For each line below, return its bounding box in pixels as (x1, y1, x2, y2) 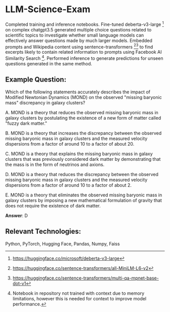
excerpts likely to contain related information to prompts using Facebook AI (5, 49, 162, 55)
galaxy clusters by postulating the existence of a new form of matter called (5, 115, 161, 121)
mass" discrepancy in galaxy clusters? (5, 99, 86, 106)
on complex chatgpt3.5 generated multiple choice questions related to (5, 26, 152, 32)
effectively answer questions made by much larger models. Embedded (5, 37, 153, 44)
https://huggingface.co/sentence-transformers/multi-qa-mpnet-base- (12, 275, 159, 281)
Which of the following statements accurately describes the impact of (5, 89, 151, 95)
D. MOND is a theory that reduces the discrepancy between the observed (5, 171, 158, 177)
